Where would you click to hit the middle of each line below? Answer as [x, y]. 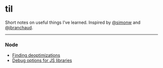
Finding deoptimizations [36, 55]
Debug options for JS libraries [42, 60]
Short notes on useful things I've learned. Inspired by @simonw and [73, 22]
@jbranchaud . [19, 27]
